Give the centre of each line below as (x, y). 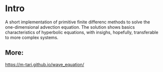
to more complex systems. (32, 37)
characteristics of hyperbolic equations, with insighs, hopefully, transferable (82, 32)
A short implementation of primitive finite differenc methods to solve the (78, 22)
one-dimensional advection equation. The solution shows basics (70, 27)
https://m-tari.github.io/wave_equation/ (45, 64)
